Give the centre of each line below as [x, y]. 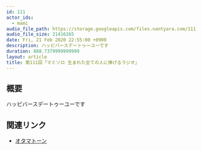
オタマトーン [31, 141]
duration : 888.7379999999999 [43, 51]
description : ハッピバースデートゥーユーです [57, 46]
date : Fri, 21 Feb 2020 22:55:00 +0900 [57, 40]
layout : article [27, 57]
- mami [20, 23]
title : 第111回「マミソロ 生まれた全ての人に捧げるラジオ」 [73, 62]
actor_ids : [20, 18]
